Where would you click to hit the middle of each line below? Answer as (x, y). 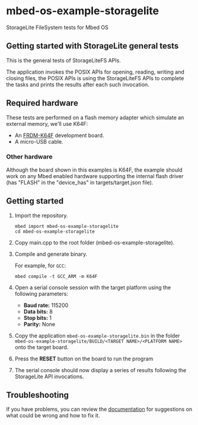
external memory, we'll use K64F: (47, 123)
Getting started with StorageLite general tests (92, 46)
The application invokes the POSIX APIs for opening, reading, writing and (95, 72)
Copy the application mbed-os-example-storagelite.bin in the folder (97, 335)
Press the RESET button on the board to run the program (84, 359)
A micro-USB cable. (39, 141)
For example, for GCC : (40, 265)
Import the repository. (41, 215)
